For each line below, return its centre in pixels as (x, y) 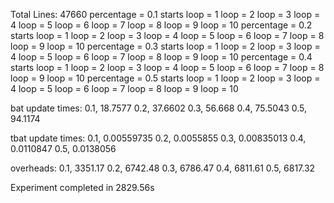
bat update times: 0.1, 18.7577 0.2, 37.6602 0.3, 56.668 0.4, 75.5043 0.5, (159, 108)
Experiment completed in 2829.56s (82, 187)
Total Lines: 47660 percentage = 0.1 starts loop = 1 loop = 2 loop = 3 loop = (165, 14)
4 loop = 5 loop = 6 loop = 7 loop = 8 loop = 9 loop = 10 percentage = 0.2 (161, 25)
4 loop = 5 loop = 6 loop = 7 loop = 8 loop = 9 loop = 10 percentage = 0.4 (161, 57)
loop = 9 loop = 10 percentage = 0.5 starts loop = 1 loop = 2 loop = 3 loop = (165, 78)
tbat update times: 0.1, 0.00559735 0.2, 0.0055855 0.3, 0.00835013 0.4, (158, 138)
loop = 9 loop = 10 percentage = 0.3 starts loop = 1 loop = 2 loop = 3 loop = (165, 46)
